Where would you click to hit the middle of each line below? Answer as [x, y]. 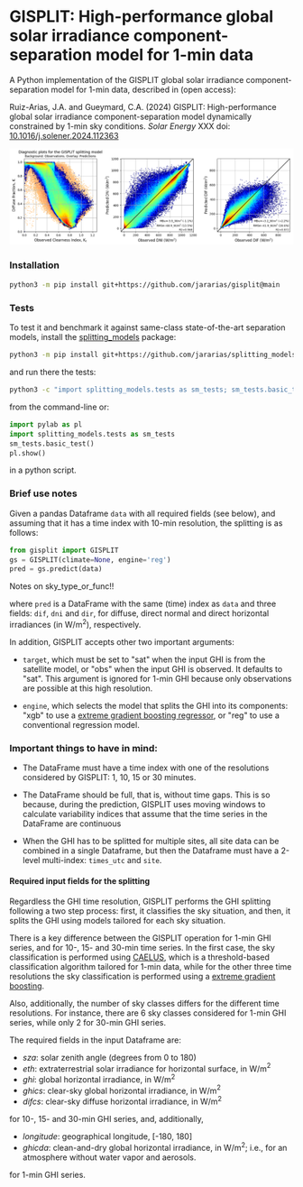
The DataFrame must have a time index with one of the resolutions [146, 768]
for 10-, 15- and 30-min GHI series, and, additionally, [107, 1119]
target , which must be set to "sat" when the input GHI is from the [144, 659]
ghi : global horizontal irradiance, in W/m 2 [99, 1078]
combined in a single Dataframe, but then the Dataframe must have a [151, 851]
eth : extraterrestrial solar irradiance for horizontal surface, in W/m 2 [147, 1068]
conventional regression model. [81, 725]
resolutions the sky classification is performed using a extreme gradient [142, 976]
